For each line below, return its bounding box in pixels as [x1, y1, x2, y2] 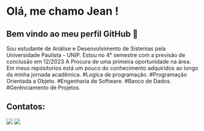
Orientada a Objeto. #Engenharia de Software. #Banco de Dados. [6, 78, 172, 84]
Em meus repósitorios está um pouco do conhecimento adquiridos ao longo [6, 64, 198, 72]
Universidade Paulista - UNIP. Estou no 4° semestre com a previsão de [6, 51, 186, 59]
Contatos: [6, 102, 45, 112]
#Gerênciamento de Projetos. [6, 84, 81, 91]
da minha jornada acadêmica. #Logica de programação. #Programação [6, 71, 187, 78]
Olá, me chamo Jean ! [6, 4, 119, 18]
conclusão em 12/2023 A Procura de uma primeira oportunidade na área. [6, 58, 192, 65]
